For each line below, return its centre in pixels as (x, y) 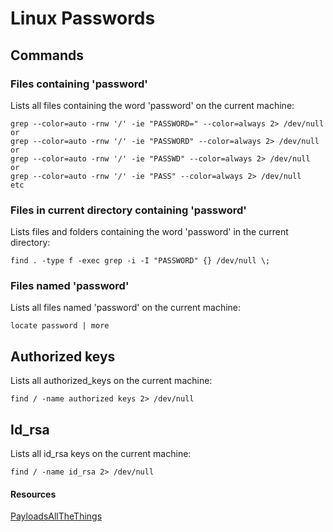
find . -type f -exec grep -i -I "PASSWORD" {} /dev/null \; (140, 261)
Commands (47, 55)
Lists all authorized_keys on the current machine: (111, 381)
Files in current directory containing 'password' (128, 210)
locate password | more (60, 326)
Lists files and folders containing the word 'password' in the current (149, 232)
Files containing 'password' (79, 84)
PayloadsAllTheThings (56, 516)
